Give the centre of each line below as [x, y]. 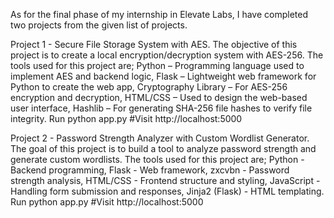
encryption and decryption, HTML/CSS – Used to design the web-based [159, 97]
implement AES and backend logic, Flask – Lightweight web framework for [163, 76]
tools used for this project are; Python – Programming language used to [157, 65]
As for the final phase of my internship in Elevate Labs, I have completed [159, 14]
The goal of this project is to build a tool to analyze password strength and [163, 148]
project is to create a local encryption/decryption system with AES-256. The [167, 55]
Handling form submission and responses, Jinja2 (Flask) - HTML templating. [167, 191]
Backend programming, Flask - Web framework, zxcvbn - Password [150, 170]
